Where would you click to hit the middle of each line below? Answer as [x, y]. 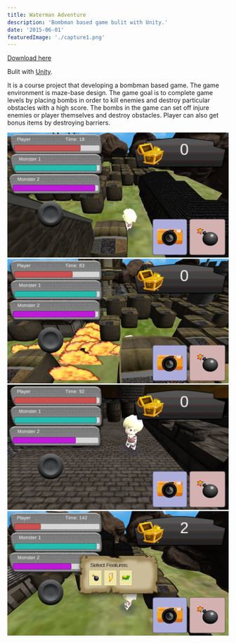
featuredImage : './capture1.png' [56, 37]
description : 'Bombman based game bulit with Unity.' [88, 22]
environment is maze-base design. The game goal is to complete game [110, 93]
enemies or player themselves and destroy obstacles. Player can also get [113, 116]
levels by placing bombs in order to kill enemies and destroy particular [109, 100]
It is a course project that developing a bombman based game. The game [113, 85]
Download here [29, 58]
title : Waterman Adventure [47, 15]
